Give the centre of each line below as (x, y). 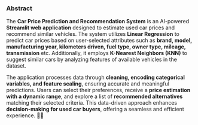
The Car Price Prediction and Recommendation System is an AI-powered (98, 22)
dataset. (16, 66)
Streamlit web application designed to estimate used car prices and (91, 28)
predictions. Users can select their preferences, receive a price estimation (98, 90)
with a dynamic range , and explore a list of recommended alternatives (95, 96)
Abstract (19, 8)
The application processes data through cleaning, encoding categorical (96, 77)
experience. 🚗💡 (25, 115)
